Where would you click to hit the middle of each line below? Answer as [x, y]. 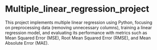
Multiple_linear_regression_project [77, 9]
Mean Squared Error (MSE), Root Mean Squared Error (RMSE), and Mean [78, 38]
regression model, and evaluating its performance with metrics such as [76, 33]
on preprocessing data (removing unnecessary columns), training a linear [78, 27]
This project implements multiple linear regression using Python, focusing [79, 22]
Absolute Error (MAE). [27, 43]
